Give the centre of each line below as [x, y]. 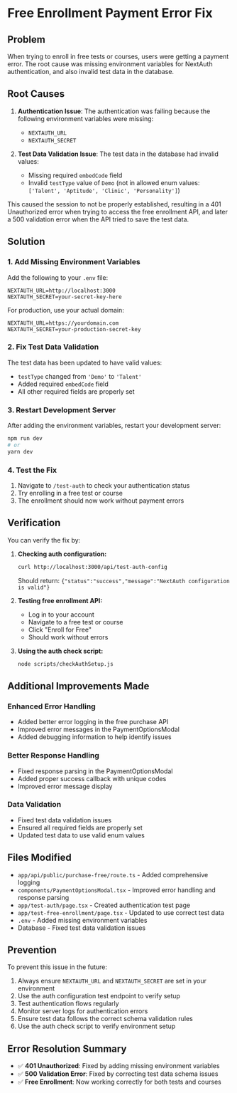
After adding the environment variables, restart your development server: [114, 426]
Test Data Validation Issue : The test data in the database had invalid [118, 154]
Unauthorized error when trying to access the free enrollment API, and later [118, 211]
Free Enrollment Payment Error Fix [110, 13]
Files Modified [40, 858]
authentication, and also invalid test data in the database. [91, 72]
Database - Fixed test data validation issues [82, 928]
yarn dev [20, 451]
